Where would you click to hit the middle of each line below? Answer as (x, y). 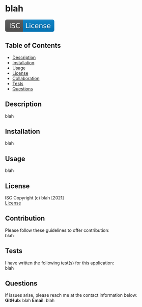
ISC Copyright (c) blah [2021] (35, 198)
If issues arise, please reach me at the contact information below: (71, 295)
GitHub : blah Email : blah (30, 301)
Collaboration (26, 78)
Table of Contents (33, 45)
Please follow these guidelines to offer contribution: (57, 230)
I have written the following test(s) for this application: (60, 263)
